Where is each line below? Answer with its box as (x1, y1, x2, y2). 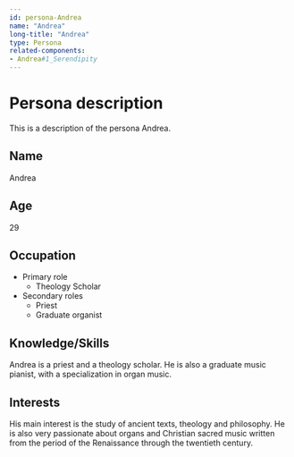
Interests (9, 394, 61, 410)
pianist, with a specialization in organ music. (9, 368, 172, 380)
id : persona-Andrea (9, 13, 82, 22)
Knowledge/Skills (9, 335, 110, 351)
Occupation (9, 248, 76, 263)
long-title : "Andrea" (9, 30, 90, 38)
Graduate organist (35, 309, 103, 320)
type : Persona (9, 38, 63, 47)
